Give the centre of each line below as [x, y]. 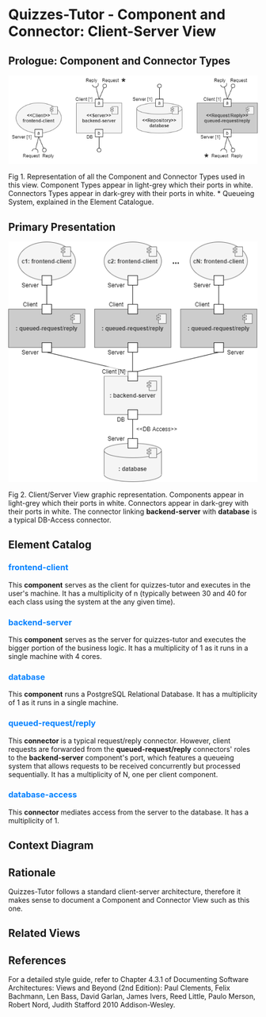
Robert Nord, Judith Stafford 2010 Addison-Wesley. [92, 1005]
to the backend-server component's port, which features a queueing [122, 757]
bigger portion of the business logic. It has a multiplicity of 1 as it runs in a [128, 648]
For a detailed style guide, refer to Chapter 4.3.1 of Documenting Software [129, 980]
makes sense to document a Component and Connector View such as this [129, 900]
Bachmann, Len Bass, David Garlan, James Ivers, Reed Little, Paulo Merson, [132, 996]
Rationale [32, 872]
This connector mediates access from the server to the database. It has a [129, 812]
